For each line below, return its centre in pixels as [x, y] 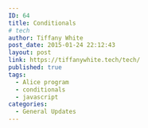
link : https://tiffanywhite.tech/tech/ [74, 60]
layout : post [30, 52]
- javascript [37, 97]
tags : [17, 75]
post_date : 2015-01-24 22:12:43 [62, 45]
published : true [35, 68]
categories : [28, 104]
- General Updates [46, 112]
